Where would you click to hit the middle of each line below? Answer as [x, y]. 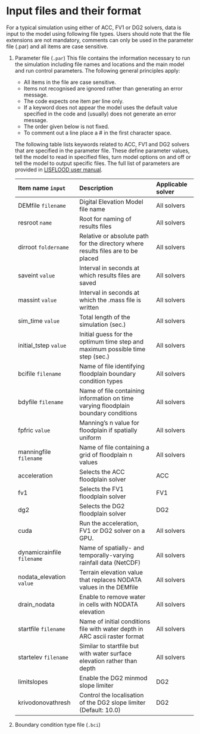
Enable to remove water [112, 596]
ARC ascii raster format [112, 636]
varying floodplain [104, 405]
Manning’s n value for [110, 423]
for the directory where [112, 243]
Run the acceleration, [109, 523]
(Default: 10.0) [100, 710]
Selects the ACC [102, 471]
